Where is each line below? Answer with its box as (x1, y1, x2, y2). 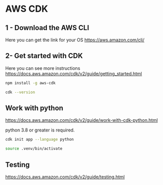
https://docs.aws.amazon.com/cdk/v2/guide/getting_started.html (5, 70, 143, 76)
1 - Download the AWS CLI (5, 23, 89, 32)
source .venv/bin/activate (5, 146, 63, 151)
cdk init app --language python (5, 137, 74, 142)
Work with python (5, 103, 64, 112)
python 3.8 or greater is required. (5, 127, 75, 133)
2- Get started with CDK (5, 51, 83, 60)
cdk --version (5, 90, 36, 95)
